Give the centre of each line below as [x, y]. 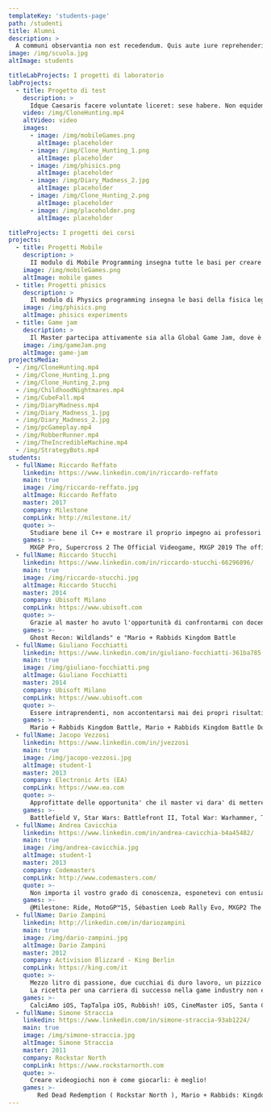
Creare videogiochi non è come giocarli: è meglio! [118, 1081]
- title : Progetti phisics [61, 285]
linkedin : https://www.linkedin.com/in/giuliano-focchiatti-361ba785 [142, 653]
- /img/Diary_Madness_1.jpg [63, 412]
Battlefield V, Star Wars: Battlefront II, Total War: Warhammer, [144, 817]
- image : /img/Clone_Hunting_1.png [90, 150]
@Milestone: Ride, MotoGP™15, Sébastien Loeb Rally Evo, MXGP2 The [146, 908]
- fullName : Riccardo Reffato [66, 465]
